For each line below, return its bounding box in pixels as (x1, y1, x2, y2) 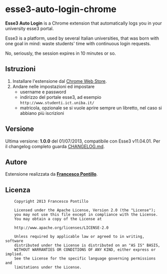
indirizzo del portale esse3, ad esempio (20, 94, 102, 100)
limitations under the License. (14, 265, 82, 270)
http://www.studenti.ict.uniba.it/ (20, 100, 94, 105)
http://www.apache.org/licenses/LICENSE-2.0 (14, 225, 109, 230)
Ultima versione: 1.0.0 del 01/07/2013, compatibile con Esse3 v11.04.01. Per (5, 138, 160, 144)
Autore (5, 158, 28, 166)
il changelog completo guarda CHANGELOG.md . (5, 143, 105, 149)
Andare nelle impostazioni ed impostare (12, 83, 95, 89)
